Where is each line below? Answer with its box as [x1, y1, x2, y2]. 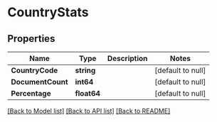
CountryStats [7, 4, 89, 21]
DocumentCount [11, 77, 69, 87]
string [75, 65, 96, 75]
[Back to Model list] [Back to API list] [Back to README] [7, 107, 171, 115]
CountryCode [11, 65, 58, 75]
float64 [75, 89, 101, 98]
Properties [7, 33, 55, 45]
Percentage [11, 89, 51, 98]
